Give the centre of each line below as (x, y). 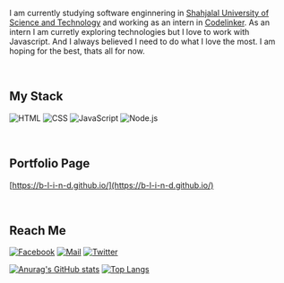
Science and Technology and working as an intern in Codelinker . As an (140, 22)
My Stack (36, 96)
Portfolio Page (50, 163)
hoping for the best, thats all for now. (77, 51)
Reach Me (38, 231)
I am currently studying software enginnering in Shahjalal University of (139, 13)
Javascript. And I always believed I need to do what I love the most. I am (142, 41)
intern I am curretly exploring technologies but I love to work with (129, 32)
